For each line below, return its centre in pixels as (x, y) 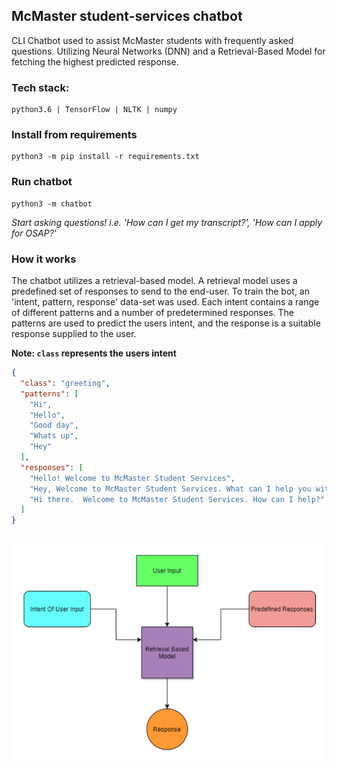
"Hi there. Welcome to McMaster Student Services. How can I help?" (177, 499)
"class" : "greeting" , (65, 383)
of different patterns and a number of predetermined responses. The (153, 312)
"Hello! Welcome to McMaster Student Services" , (132, 478)
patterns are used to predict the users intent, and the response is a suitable (166, 323)
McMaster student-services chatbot (127, 16)
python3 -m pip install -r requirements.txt (105, 157)
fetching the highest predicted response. (95, 61)
